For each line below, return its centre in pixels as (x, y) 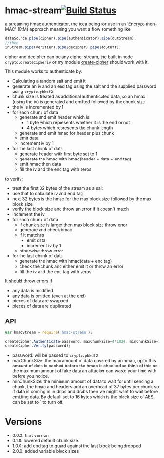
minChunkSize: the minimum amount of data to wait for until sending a (83, 381)
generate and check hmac (46, 229)
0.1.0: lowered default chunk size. (46, 440)
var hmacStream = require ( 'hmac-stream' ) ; (49, 333)
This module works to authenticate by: (44, 71)
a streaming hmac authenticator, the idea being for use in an (66, 24)
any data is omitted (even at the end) (49, 296)
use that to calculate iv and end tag (47, 193)
